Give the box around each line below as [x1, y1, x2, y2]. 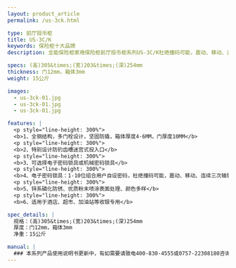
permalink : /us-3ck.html [7, 17, 80, 24]
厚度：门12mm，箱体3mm [13, 224, 72, 231]
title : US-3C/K [7, 36, 52, 43]
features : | [7, 120, 42, 127]
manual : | [7, 243, 37, 250]
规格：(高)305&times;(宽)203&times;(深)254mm [13, 217, 143, 225]
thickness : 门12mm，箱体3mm [7, 68, 86, 75]
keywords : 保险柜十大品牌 [7, 43, 76, 50]
